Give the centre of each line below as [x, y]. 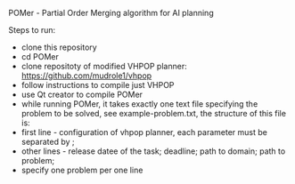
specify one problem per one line [82, 170]
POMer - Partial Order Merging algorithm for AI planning [111, 13]
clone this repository [59, 47]
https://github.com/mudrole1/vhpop [86, 76]
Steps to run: [32, 30]
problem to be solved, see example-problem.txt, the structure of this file [154, 113]
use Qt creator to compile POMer [82, 94]
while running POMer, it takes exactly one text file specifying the [139, 104]
